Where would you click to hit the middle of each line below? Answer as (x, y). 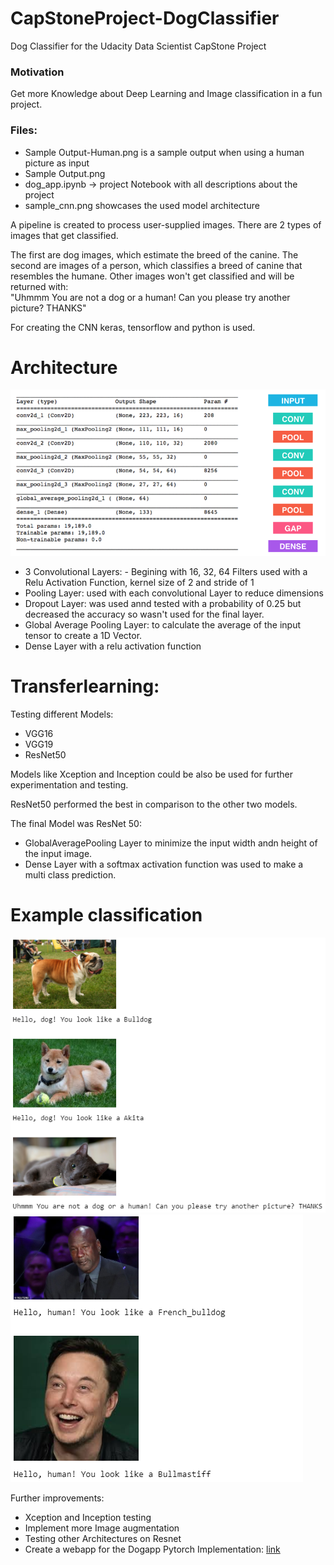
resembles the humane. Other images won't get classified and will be (152, 276)
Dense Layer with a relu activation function (113, 646)
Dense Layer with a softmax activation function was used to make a (164, 864)
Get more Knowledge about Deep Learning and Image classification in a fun (166, 94)
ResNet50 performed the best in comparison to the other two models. (154, 804)
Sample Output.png (65, 173)
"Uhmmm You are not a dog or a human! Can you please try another (150, 297)
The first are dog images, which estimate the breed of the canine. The (154, 254)
